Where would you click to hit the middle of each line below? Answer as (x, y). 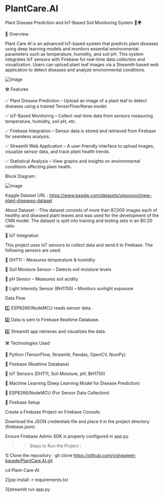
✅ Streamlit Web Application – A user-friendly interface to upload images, (80, 146)
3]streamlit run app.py (28, 489)
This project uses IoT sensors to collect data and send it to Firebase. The (79, 245)
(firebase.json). (20, 426)
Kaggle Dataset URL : (27, 195)
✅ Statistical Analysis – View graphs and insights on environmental (73, 161)
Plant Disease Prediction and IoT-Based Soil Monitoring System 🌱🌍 (73, 22)
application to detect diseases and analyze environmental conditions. (75, 70)
